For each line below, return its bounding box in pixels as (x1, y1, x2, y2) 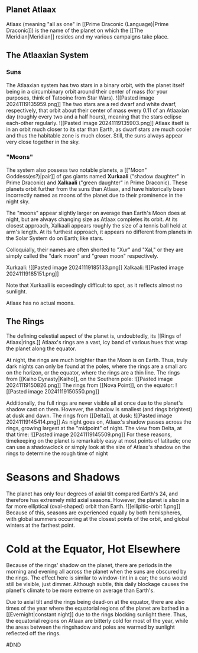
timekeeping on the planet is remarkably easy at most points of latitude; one (6, 437, 191, 444)
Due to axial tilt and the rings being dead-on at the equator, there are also (6, 598, 185, 606)
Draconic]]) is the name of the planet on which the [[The (6, 27, 144, 34)
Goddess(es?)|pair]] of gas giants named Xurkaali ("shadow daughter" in (6, 172, 185, 180)
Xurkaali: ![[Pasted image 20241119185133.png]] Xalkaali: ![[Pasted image (6, 264, 184, 271)
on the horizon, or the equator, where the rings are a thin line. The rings (6, 369, 180, 376)
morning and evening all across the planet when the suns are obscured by (6, 568, 187, 575)
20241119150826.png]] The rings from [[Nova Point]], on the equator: (6, 382, 174, 389)
